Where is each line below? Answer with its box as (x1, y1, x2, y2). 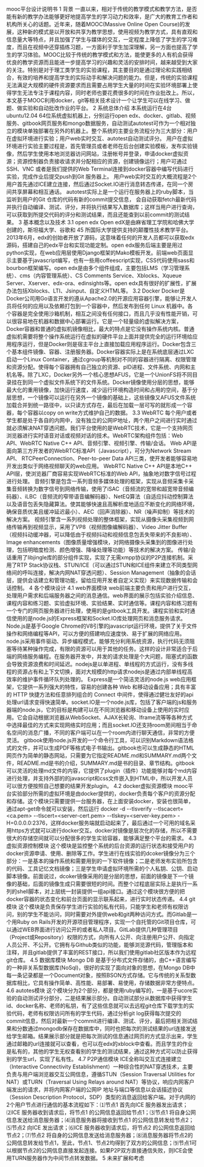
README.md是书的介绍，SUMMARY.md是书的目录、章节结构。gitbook (16, 759, 195, 767)
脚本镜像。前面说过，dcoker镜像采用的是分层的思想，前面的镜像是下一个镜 (6, 873, 194, 879)
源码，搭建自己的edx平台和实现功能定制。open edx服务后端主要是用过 (6, 241, 183, 249)
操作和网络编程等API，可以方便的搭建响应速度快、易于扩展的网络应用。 (6, 630, 185, 637)
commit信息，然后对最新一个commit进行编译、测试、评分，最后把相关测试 (6, 1017, 192, 1024)
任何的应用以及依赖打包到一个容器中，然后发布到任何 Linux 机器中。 (16, 302, 188, 310)
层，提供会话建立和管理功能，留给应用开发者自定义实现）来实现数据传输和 (6, 576, 192, 584)
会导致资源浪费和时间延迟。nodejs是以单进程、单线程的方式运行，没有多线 (6, 661, 194, 667)
